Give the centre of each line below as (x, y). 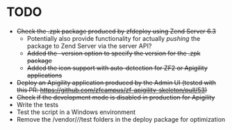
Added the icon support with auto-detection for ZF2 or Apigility (117, 68)
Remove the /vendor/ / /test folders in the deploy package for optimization (121, 119)
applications (44, 75)
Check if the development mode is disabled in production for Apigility (116, 97)
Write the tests (38, 104)
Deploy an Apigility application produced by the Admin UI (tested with (116, 82)
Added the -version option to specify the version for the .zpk (114, 53)
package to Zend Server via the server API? (89, 46)
